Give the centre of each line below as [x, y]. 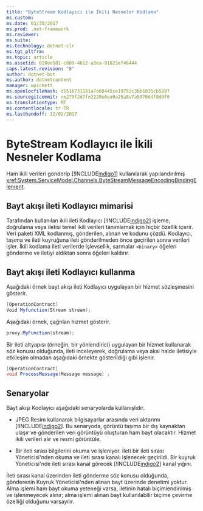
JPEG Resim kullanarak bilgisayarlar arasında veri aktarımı [88, 420]
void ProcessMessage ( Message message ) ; [58, 374]
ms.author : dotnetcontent [39, 80]
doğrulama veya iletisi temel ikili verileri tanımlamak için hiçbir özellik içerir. [100, 227]
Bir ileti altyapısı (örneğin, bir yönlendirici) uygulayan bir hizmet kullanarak [99, 344]
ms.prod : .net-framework [38, 29]
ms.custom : [20, 18]
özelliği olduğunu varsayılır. [40, 502]
